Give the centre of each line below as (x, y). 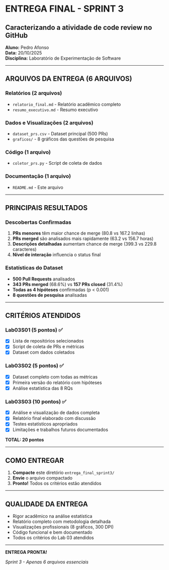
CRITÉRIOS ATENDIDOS (43, 316)
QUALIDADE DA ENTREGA (47, 504)
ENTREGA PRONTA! (26, 552)
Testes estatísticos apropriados (45, 424)
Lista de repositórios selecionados (48, 341)
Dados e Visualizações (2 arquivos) (49, 123)
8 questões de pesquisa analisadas (50, 295)
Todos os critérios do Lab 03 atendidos (53, 538)
